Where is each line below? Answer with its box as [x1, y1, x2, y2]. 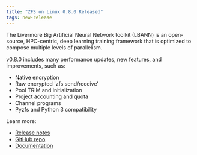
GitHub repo [14, 135, 46, 142]
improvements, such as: [6, 62, 65, 69]
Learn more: [6, 117, 37, 124]
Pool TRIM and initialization [14, 86, 82, 93]
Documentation [14, 142, 53, 149]
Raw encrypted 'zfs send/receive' [14, 80, 99, 87]
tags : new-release [6, 14, 52, 21]
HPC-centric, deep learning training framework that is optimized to [26, 37, 192, 45]
